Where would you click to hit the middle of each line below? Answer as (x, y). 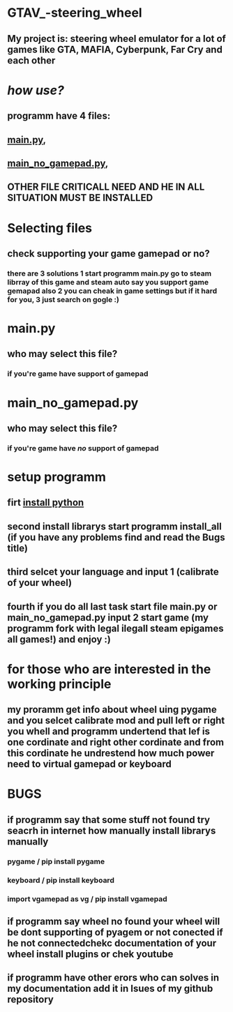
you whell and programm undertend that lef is (109, 731)
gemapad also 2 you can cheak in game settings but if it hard (112, 291)
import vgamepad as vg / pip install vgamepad (87, 899)
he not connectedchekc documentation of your (112, 943)
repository (31, 1000)
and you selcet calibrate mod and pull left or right (116, 721)
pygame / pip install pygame (56, 861)
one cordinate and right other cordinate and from (116, 742)
